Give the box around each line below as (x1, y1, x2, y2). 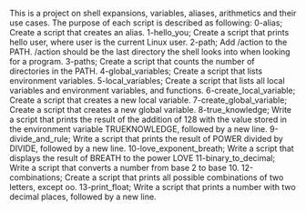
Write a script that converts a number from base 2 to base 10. (9, 163, 240, 173)
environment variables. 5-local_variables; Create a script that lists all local (9, 75, 285, 85)
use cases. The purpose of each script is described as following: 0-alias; (9, 17, 283, 28)
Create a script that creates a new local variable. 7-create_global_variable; (9, 95, 288, 105)
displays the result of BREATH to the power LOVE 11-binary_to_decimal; (9, 153, 276, 163)
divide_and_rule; (9, 134, 71, 144)
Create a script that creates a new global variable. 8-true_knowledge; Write (9, 105, 292, 115)
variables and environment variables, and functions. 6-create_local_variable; (9, 85, 296, 95)
